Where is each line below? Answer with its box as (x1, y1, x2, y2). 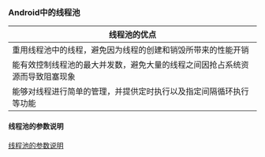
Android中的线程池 (8, 6, 80, 17)
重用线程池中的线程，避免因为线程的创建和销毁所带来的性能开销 (12, 45, 250, 56)
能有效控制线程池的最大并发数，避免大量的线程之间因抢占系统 (12, 59, 242, 70)
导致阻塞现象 (28, 71, 77, 82)
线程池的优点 (108, 29, 156, 40)
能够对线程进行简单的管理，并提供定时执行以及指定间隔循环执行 (12, 86, 250, 97)
